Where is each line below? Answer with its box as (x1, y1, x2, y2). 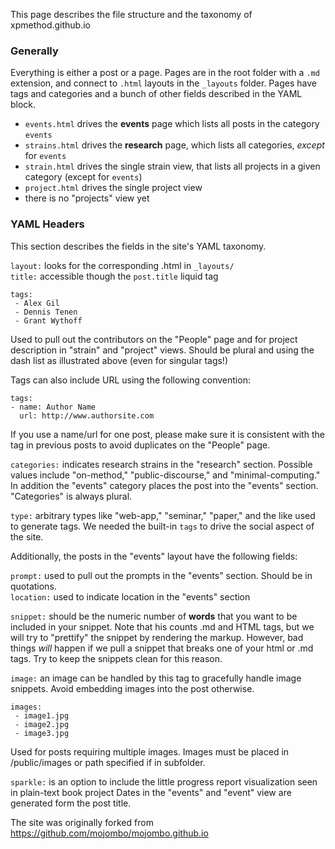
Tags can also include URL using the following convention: (10, 374, 251, 386)
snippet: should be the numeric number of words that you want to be (10, 610, 298, 622)
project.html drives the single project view (24, 182, 203, 194)
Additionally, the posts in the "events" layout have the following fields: (10, 550, 298, 562)
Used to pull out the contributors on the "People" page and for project (10, 333, 298, 345)
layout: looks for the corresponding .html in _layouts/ (10, 259, 235, 271)
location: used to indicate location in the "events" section (10, 590, 251, 603)
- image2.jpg (14, 719, 70, 729)
